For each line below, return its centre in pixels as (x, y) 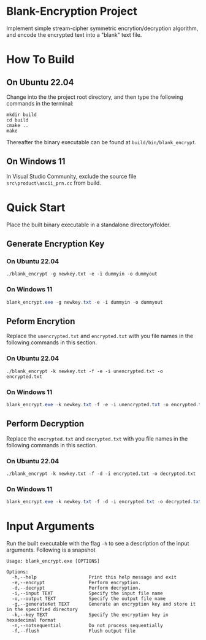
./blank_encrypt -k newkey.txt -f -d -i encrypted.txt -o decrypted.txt (101, 474)
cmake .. (17, 125)
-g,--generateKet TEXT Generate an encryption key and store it (104, 604)
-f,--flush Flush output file (74, 631)
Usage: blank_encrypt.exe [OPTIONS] (53, 561)
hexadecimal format (31, 620)
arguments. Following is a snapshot (51, 550)
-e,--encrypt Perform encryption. (76, 583)
